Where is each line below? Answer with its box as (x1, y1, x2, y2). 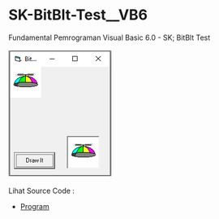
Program (19, 201, 50, 211)
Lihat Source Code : (8, 186, 75, 195)
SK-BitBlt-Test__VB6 (8, 6, 148, 24)
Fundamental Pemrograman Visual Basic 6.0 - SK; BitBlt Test (8, 33, 211, 42)
